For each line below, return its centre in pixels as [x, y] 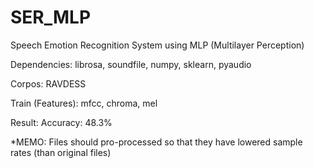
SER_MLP [51, 17]
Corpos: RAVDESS [48, 83]
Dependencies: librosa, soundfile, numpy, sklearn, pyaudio [131, 64]
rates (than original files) [61, 152]
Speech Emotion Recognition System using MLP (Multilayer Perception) [157, 45]
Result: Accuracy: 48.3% [61, 122]
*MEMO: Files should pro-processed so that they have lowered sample [156, 142]
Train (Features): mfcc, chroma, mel [84, 103]
